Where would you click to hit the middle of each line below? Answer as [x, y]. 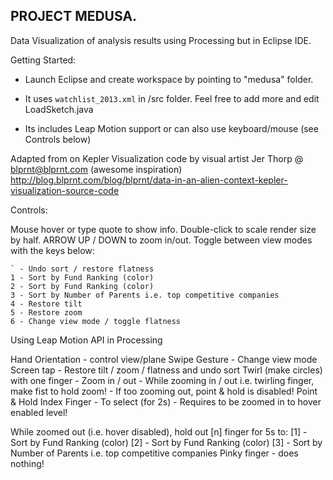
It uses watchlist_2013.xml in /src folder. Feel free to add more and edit [172, 98]
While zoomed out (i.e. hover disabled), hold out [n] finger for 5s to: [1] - [159, 431]
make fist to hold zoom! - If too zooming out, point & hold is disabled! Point [164, 391]
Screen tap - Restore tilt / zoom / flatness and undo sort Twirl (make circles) [166, 370]
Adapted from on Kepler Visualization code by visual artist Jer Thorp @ [157, 158]
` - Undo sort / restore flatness [82, 269]
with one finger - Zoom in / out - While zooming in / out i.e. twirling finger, [162, 380]
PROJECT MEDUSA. [74, 16]
